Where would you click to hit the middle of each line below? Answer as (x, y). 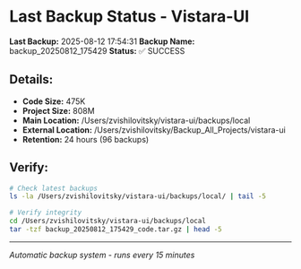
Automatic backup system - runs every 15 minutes (102, 255)
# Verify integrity (46, 213)
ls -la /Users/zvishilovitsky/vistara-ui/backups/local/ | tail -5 (138, 196)
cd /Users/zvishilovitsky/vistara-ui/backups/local (107, 221)
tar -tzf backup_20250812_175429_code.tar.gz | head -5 (116, 230)
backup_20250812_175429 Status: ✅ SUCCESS (97, 50)
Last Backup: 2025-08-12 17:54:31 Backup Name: (102, 41)
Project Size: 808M (59, 110)
